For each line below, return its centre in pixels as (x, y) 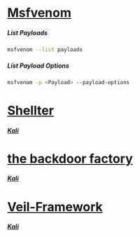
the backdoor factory (70, 158)
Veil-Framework (55, 206)
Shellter (31, 111)
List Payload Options (38, 65)
